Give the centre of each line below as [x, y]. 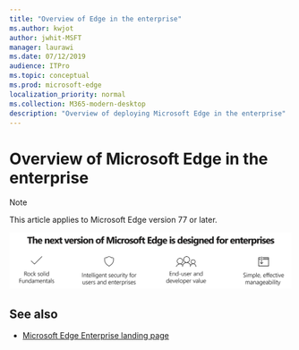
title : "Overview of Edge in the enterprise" [95, 19]
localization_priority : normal [68, 94]
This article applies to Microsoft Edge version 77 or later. [113, 220]
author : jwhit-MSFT [46, 38]
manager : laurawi [42, 47]
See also [34, 314]
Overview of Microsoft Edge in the [139, 159]
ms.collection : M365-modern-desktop [77, 104]
